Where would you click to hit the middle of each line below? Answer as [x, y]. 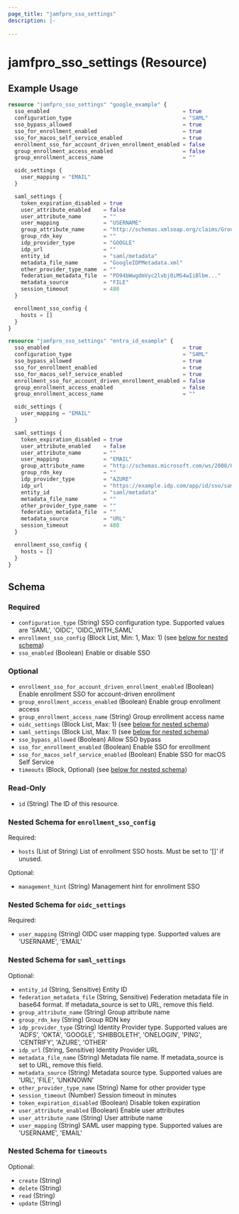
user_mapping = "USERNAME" [81, 223]
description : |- [32, 21]
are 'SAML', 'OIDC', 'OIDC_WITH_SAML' [76, 630]
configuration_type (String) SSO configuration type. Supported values [122, 623]
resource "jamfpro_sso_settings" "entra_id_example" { [91, 341]
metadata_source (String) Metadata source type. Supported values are [120, 1072]
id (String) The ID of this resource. [69, 803]
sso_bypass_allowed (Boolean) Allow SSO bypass [90, 739]
